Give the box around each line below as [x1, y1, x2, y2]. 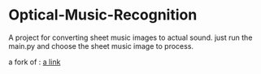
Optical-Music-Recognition [8, 6, 198, 24]
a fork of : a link [8, 57, 61, 67]
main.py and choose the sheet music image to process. [8, 41, 194, 50]
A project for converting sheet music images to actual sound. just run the [8, 33, 253, 42]
